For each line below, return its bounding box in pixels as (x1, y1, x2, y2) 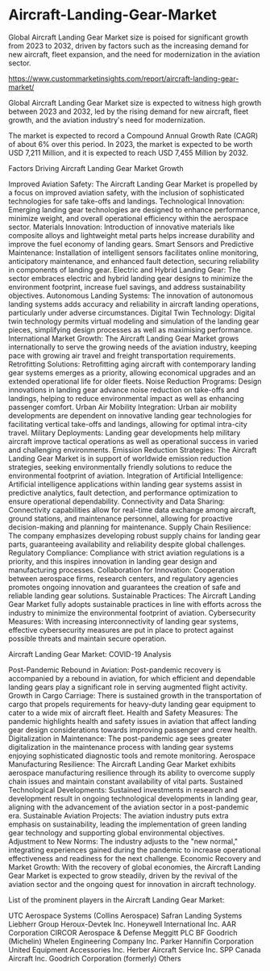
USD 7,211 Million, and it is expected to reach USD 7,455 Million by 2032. (8, 148, 248, 157)
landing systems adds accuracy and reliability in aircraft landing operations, (8, 299, 260, 308)
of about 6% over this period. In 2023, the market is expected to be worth (8, 139, 253, 149)
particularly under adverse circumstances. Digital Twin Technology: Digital (8, 308, 255, 317)
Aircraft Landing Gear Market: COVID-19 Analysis (8, 649, 172, 659)
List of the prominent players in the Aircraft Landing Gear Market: (8, 894, 225, 905)
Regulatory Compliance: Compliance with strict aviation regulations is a (8, 547, 245, 558)
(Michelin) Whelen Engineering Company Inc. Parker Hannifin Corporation (8, 936, 254, 946)
